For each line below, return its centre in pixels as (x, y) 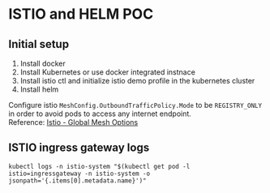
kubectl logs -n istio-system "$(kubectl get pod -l (99, 166)
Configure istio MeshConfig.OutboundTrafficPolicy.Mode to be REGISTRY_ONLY (135, 105)
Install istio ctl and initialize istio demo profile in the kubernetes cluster (137, 81)
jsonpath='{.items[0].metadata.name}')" (78, 180)
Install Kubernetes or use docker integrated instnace (108, 72)
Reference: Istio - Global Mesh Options (73, 122)
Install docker (43, 63)
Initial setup (39, 44)
